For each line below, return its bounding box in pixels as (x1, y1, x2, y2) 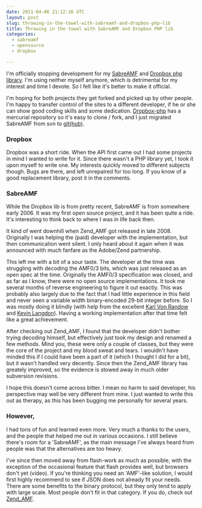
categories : (6, 31, 36, 37)
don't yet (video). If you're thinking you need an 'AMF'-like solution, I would (6, 469, 193, 477)
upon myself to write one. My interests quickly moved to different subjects (6, 161, 191, 169)
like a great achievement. (6, 316, 69, 323)
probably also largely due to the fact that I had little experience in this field (6, 290, 191, 298)
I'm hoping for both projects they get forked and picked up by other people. (6, 94, 194, 101)
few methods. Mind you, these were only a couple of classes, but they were (6, 340, 194, 348)
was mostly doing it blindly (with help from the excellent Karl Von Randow (6, 303, 188, 310)
